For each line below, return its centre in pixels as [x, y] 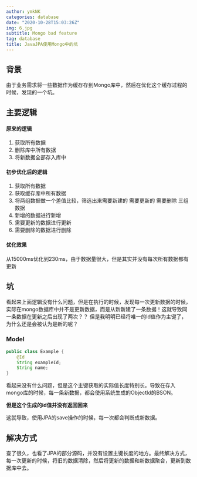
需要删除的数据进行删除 [43, 230]
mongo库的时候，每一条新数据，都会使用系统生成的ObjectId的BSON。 [91, 393]
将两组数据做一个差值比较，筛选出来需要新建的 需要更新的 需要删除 [96, 201]
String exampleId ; [39, 362]
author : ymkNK [23, 11]
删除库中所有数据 [35, 150]
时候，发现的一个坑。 [32, 92]
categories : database [33, 17]
